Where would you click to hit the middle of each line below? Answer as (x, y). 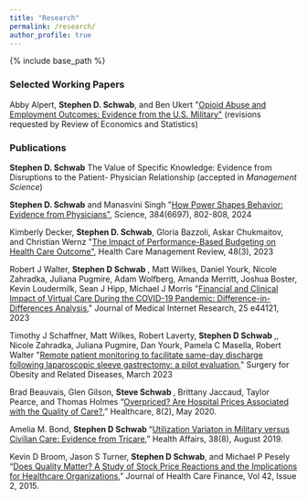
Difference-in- (244, 298)
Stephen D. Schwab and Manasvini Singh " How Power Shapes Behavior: (146, 204)
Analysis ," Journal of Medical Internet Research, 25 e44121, (167, 308)
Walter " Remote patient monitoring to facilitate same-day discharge (136, 355)
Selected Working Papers (67, 85)
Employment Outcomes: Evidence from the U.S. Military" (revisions (136, 114)
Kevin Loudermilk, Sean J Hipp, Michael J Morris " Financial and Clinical (144, 288)
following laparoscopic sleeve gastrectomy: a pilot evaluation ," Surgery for (149, 364)
